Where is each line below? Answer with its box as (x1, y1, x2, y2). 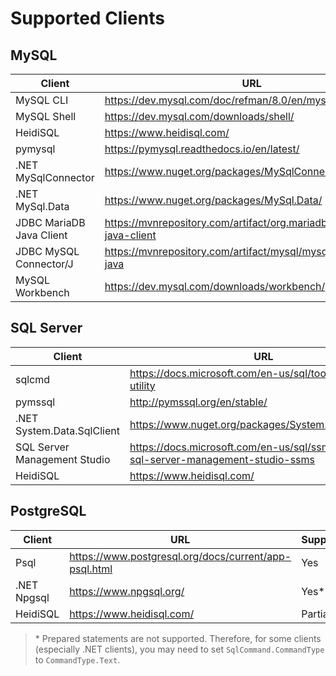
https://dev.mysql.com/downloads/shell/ (104, 110, 295, 123)
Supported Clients (10, 7, 165, 30)
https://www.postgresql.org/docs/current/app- (69, 549, 292, 563)
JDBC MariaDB (15, 216, 86, 229)
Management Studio (15, 452, 111, 466)
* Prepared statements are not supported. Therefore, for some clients (34, 632, 322, 644)
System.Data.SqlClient (15, 423, 120, 437)
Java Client (15, 228, 68, 242)
